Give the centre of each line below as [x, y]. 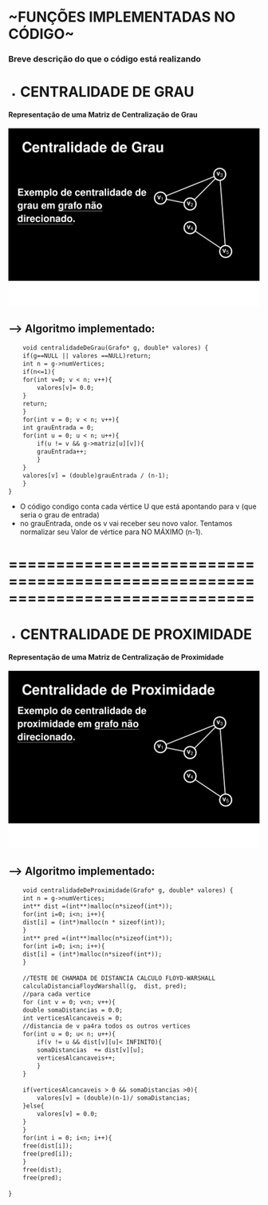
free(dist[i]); [48, 1146]
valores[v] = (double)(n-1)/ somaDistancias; [114, 1098]
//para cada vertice [57, 994]
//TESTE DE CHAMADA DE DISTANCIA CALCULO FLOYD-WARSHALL [119, 978]
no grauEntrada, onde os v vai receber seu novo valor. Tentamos [126, 523]
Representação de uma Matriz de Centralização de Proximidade [116, 657]
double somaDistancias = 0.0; [73, 1010]
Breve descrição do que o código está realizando [105, 59]
